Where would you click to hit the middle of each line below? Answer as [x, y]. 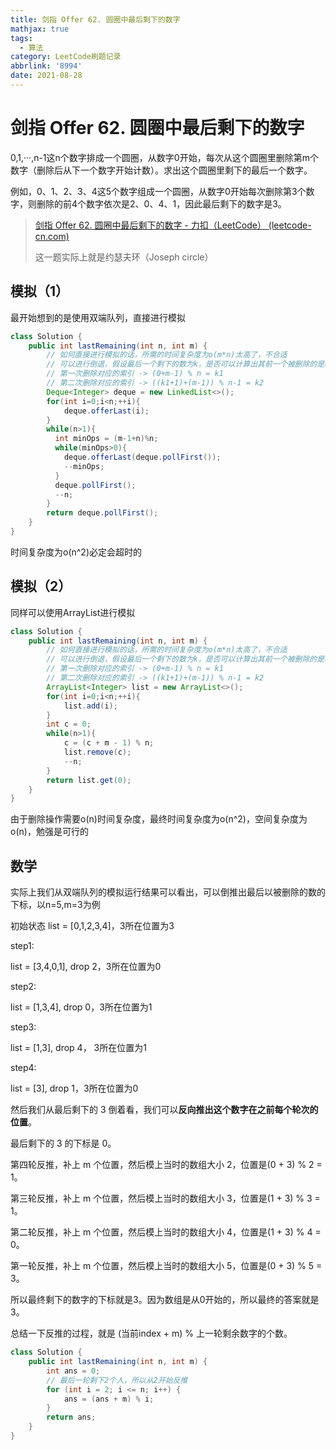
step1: [22, 946]
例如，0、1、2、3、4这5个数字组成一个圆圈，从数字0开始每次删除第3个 [158, 191]
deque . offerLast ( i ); [106, 411]
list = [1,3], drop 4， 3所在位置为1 [78, 1048]
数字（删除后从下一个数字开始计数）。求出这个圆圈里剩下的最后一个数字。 [161, 170]
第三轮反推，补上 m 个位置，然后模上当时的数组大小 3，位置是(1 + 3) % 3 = [165, 1198]
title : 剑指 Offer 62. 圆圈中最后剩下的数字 [95, 19]
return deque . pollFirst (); [102, 513]
